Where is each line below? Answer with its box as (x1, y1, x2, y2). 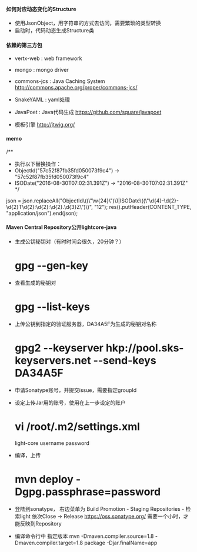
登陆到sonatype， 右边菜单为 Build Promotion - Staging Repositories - (14, 505, 185, 512)
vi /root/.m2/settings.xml (14, 420, 140, 433)
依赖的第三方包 (6, 41, 42, 48)
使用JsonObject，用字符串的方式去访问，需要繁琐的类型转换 (14, 19, 162, 26)
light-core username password (14, 439, 90, 447)
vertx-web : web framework (14, 55, 82, 62)
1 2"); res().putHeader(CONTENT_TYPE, (96, 203, 192, 210)
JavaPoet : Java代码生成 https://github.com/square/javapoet (14, 109, 162, 116)
